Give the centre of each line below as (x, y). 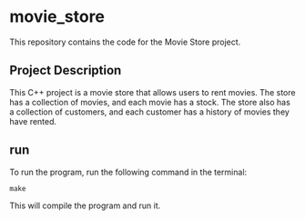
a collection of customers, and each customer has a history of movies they (149, 112)
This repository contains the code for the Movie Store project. (125, 42)
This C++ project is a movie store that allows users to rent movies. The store (152, 92)
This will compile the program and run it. (85, 205)
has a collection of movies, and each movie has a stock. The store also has (150, 102)
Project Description (66, 70)
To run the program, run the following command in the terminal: (128, 172)
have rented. (33, 121)
